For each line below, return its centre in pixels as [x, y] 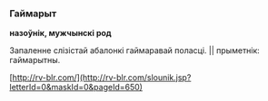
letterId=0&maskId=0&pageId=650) [76, 87]
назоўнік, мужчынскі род [60, 33]
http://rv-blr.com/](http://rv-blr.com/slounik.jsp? [102, 78]
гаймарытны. [35, 60]
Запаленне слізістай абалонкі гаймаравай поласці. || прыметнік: [135, 50]
